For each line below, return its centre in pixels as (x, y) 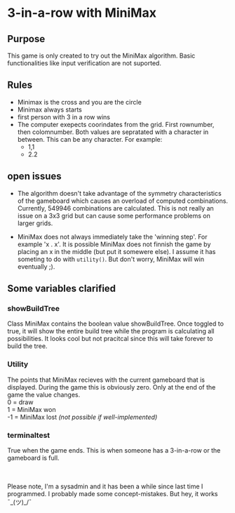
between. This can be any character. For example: (90, 139)
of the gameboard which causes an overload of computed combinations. (122, 201)
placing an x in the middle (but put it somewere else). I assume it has (116, 251)
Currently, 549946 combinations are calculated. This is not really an (115, 208)
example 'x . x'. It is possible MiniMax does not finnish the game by (114, 244)
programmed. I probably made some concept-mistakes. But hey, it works (113, 493)
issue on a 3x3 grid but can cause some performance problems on (114, 215)
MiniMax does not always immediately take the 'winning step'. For (113, 236)
